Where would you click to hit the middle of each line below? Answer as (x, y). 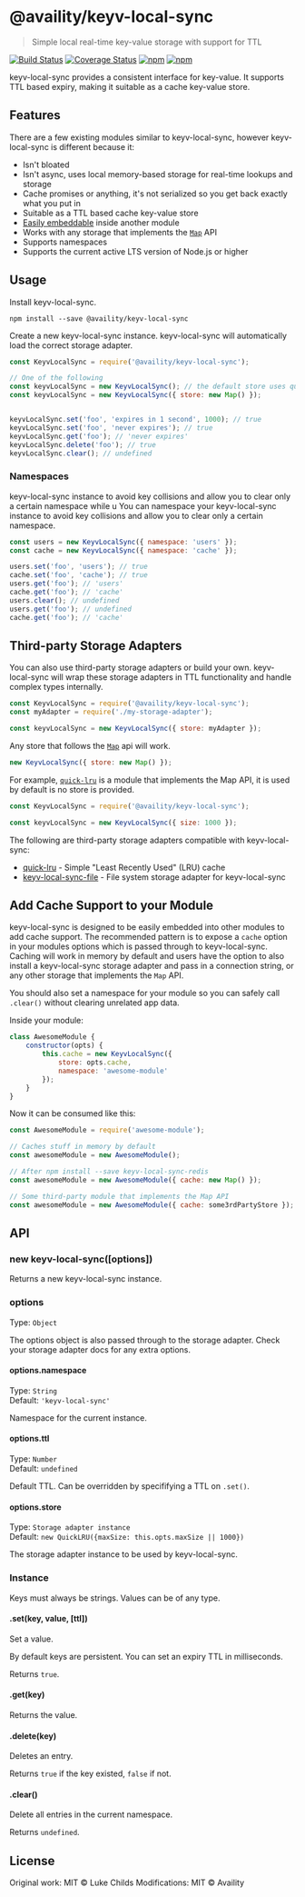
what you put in (52, 203)
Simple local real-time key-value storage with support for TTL (147, 42)
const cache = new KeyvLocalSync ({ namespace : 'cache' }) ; (123, 550)
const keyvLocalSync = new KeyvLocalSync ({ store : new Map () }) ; (135, 395)
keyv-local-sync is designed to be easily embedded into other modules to (147, 927)
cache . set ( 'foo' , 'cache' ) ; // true (79, 575)
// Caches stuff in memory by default (83, 1147)
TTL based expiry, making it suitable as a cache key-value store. (130, 86)
